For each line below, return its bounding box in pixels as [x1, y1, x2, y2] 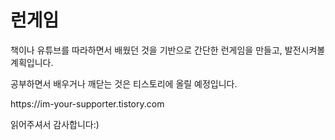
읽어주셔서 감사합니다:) [10, 118, 100, 130]
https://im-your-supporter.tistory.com [10, 97, 165, 110]
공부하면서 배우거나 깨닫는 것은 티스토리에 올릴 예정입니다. [10, 77, 238, 90]
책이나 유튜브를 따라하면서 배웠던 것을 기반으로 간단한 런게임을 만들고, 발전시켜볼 [10, 44, 326, 56]
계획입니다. [10, 56, 54, 68]
